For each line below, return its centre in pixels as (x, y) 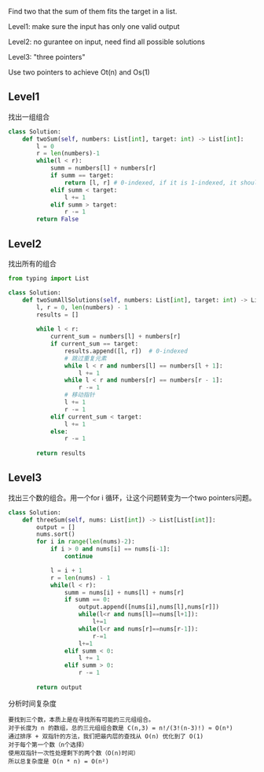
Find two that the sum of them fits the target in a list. (93, 11)
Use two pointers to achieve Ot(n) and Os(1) (79, 72)
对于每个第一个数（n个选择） (48, 745)
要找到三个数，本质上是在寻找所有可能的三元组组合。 (81, 719)
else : (59, 431)
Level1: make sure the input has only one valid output (94, 26)
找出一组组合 (29, 116)
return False (58, 219)
